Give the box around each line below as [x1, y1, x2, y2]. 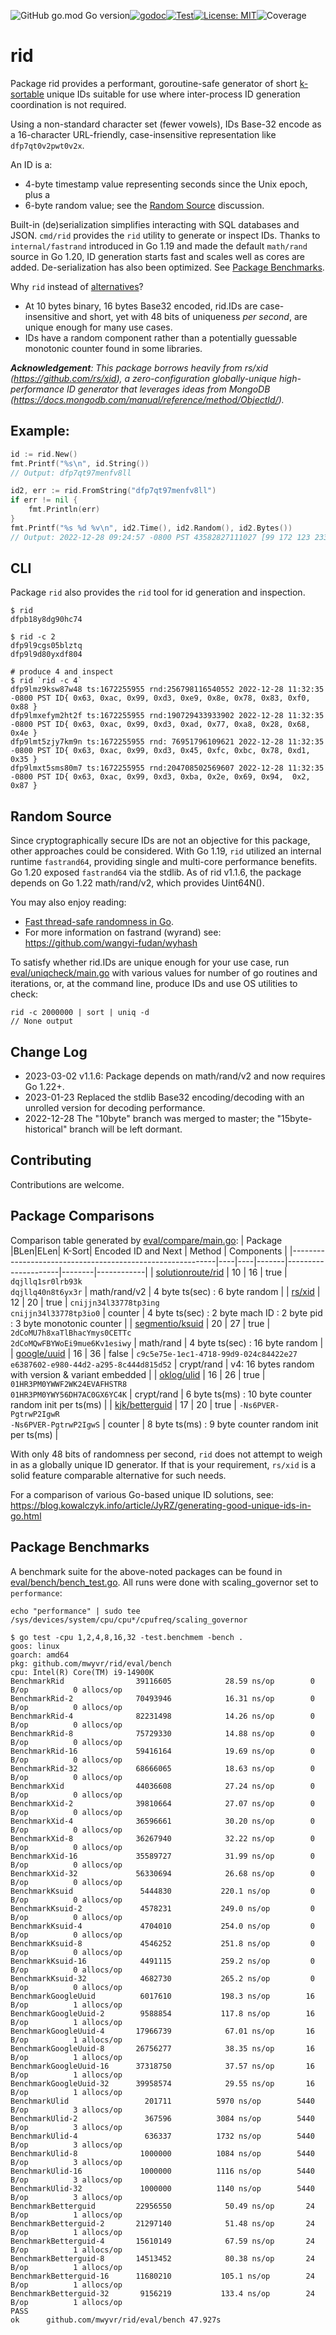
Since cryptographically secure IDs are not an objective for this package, [10, 835, 311, 847]
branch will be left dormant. [69, 1123, 183, 1135]
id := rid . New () [10, 449, 78, 459]
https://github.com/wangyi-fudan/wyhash [24, 937, 198, 949]
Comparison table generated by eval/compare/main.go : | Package [10, 1234, 283, 1246]
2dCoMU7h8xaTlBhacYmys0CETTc [10, 1328, 132, 1338]
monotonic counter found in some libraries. [24, 342, 203, 354]
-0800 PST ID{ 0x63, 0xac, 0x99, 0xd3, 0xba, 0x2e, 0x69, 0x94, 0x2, [10, 772, 311, 782]
